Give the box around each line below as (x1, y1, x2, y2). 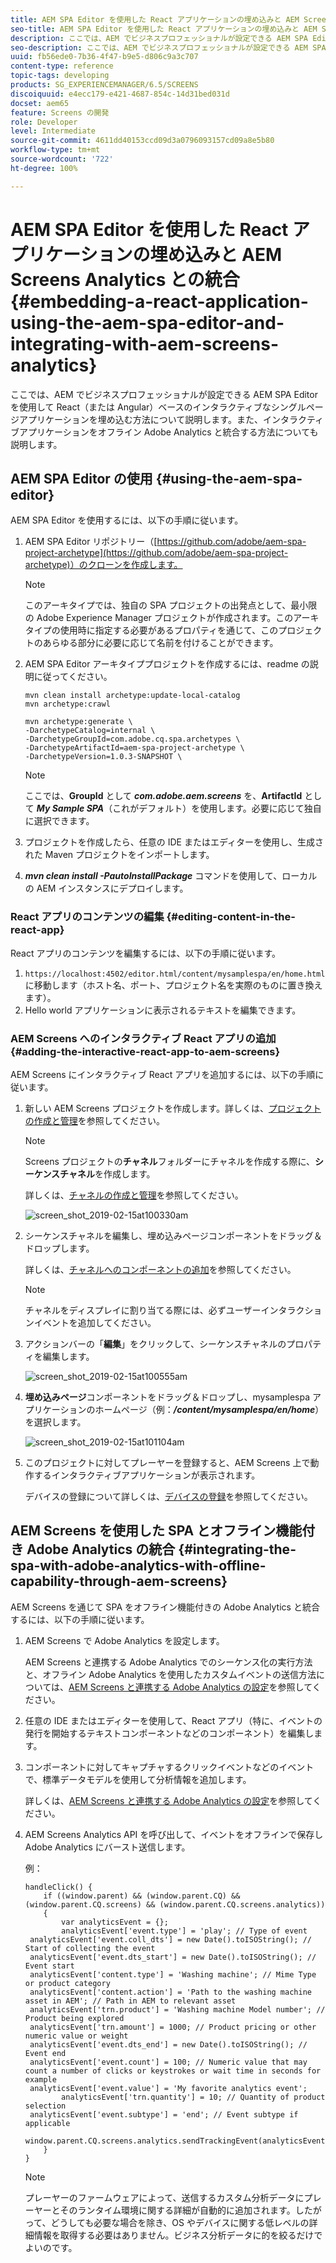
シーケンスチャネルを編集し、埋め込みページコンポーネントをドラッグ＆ (24, 1229, 323, 1241)
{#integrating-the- (178, 1541, 297, 1558)
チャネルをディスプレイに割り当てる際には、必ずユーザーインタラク (24, 1304, 305, 1316)
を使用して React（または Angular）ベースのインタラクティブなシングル (10, 401, 307, 413)
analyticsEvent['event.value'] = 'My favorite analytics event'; (29, 2083, 308, 2093)
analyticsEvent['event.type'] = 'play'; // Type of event (61, 1926, 308, 1936)
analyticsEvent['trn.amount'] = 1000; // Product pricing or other (29, 2022, 317, 2032)
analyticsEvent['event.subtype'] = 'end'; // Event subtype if (29, 2109, 299, 2120)
